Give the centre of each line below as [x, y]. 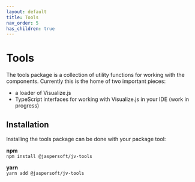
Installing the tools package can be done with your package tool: [86, 139]
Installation [28, 125]
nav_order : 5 [22, 23]
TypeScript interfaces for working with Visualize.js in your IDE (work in [102, 99]
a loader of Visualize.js [43, 93]
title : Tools [22, 17]
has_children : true [31, 29]
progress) [27, 106]
